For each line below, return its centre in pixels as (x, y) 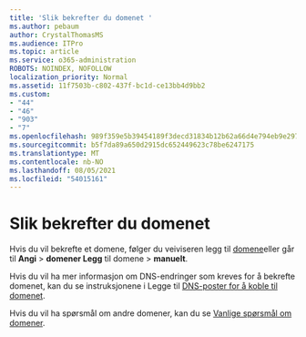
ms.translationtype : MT (55, 153)
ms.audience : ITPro (46, 43)
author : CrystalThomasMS (56, 35)
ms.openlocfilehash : (49, 137)
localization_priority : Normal (69, 77)
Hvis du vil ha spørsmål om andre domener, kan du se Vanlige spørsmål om (151, 313)
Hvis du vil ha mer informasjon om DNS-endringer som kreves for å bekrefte (153, 276)
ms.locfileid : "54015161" (58, 179)
